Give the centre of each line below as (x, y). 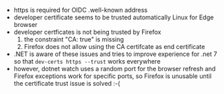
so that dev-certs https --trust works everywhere (87, 61)
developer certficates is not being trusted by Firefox (88, 32)
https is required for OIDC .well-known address (81, 10)
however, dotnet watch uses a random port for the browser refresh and (114, 69)
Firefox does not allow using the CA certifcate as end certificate (114, 47)
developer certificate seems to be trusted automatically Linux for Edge (114, 17)
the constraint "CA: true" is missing (74, 39)
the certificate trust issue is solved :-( (67, 83)
